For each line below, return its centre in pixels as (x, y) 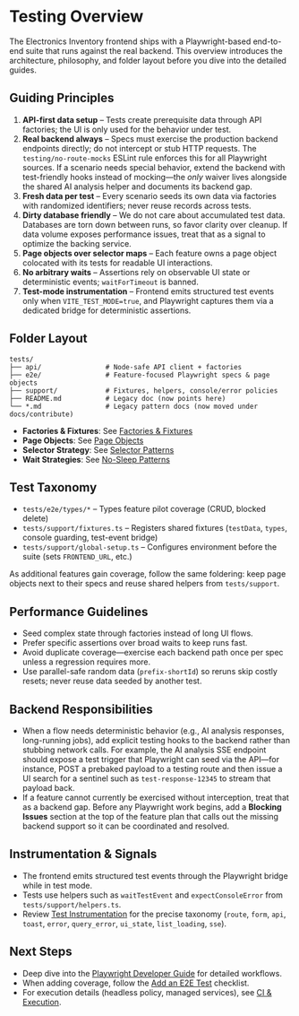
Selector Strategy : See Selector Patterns (98, 449)
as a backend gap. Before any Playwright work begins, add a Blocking (152, 807)
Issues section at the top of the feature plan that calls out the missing (150, 816)
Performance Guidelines (79, 612)
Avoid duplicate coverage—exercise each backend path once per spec (153, 653)
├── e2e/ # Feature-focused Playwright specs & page (140, 375)
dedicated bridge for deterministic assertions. (107, 310)
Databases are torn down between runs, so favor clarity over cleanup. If (155, 224)
